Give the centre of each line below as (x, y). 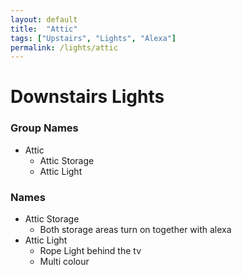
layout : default (44, 19)
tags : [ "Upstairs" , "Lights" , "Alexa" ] (93, 38)
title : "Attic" (44, 29)
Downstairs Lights (87, 97)
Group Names (44, 128)
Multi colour (64, 262)
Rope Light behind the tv (90, 251)
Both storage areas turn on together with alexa (135, 230)
